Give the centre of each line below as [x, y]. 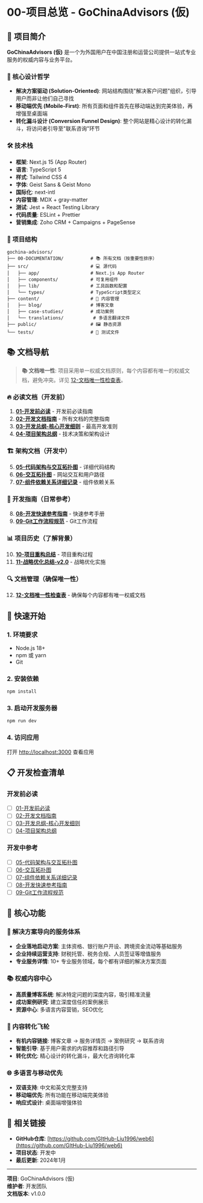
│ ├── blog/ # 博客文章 [60, 305]
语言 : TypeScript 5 [38, 169]
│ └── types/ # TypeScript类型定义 [74, 292]
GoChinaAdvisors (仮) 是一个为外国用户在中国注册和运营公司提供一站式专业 [101, 52]
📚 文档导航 [28, 352]
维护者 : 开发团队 [27, 1186]
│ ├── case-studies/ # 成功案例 [60, 311]
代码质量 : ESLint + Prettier [48, 214]
